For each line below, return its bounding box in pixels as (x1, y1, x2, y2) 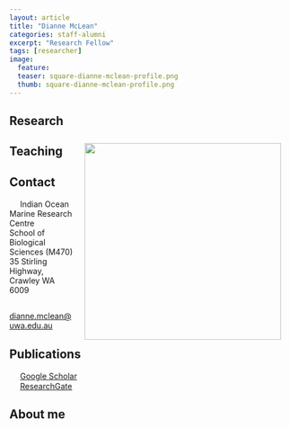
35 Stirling (9, 256, 48, 267)
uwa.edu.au (9, 320, 53, 331)
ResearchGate (19, 381, 73, 392)
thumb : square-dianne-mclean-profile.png (17, 80, 175, 89)
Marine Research (9, 209, 73, 219)
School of (9, 227, 45, 238)
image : (9, 55, 34, 64)
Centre (9, 218, 35, 229)
